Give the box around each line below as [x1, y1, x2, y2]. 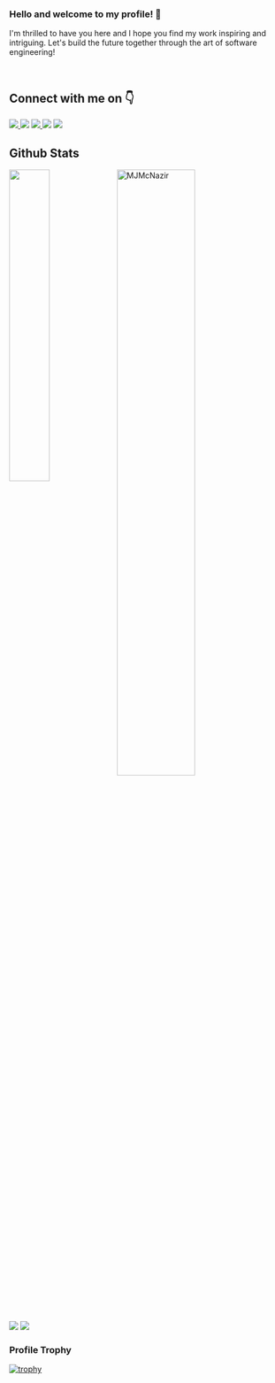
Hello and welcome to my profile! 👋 [9, 8, 162, 20]
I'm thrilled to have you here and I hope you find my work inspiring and [9, 28, 267, 39]
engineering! [9, 47, 56, 58]
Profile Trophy [9, 1343, 73, 1356]
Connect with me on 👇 [9, 90, 134, 105]
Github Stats [9, 145, 80, 160]
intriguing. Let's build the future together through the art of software [9, 37, 258, 48]
